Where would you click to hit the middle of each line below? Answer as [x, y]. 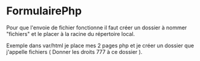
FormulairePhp [44, 11]
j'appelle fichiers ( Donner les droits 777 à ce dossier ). [74, 51]
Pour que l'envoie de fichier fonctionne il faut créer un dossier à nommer [97, 28]
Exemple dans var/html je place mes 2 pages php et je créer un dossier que [100, 45]
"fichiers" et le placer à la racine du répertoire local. [71, 33]
